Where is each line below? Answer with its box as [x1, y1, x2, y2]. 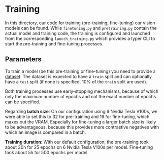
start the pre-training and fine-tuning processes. [5, 40, 103, 46]
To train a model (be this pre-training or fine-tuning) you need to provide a [5, 68, 156, 74]
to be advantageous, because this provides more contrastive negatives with [5, 124, 159, 130]
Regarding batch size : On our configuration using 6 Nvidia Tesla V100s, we [5, 108, 158, 114]
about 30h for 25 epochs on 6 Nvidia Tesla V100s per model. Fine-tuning [5, 144, 153, 150]
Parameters [5, 55, 42, 64]
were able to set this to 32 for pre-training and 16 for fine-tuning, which [5, 114, 150, 120]
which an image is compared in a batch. [5, 129, 86, 135]
